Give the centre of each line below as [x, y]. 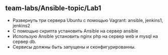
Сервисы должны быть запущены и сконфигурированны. [74, 46]
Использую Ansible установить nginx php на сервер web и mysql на [85, 36]
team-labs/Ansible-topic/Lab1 [53, 8]
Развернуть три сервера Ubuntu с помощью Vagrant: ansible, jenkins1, [88, 20]
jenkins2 [21, 25]
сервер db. [24, 41]
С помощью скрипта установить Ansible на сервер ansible [75, 31]
